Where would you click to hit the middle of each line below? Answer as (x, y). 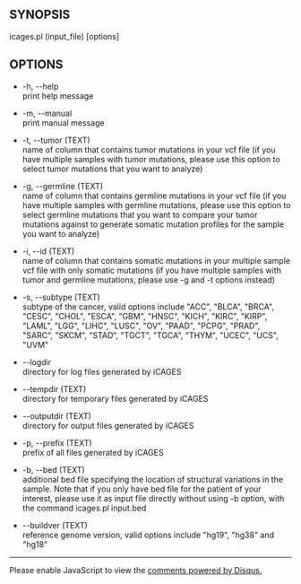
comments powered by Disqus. (205, 570)
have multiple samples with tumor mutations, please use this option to (151, 159)
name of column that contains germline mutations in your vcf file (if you (154, 196)
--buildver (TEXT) (55, 525)
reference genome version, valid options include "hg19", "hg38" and (148, 535)
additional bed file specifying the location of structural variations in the (153, 479)
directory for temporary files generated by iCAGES (115, 398)
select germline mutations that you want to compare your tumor (140, 214)
